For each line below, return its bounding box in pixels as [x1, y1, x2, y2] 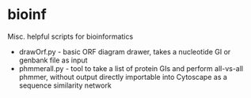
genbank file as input [18, 55, 88, 65]
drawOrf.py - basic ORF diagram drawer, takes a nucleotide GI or [18, 47, 231, 56]
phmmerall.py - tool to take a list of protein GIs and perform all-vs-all [18, 63, 243, 73]
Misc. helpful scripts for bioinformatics [7, 32, 134, 41]
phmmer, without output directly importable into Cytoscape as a [18, 72, 227, 81]
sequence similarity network [18, 81, 112, 90]
